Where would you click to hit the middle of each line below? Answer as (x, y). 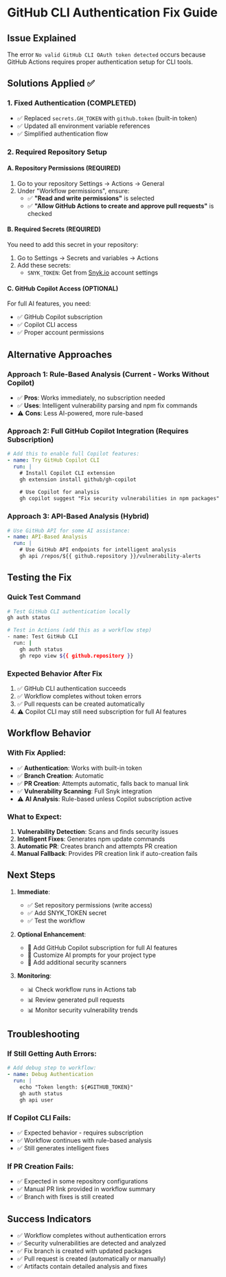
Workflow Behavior (49, 733)
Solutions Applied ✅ (51, 84)
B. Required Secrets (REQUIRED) (54, 229)
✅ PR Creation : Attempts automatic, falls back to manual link (103, 783)
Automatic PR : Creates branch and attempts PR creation (97, 846)
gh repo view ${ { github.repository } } (77, 656)
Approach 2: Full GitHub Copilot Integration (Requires (98, 431)
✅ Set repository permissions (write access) (90, 905)
